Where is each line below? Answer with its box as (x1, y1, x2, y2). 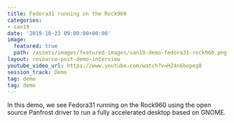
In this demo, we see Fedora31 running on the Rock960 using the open (7, 101, 212, 109)
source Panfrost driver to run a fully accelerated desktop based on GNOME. (7, 108, 226, 117)
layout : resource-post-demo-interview (7, 56, 121, 63)
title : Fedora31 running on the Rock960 (7, 10, 128, 17)
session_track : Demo (7, 68, 68, 75)
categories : (7, 17, 42, 24)
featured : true (13, 43, 58, 50)
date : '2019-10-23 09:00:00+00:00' (7, 29, 111, 37)
